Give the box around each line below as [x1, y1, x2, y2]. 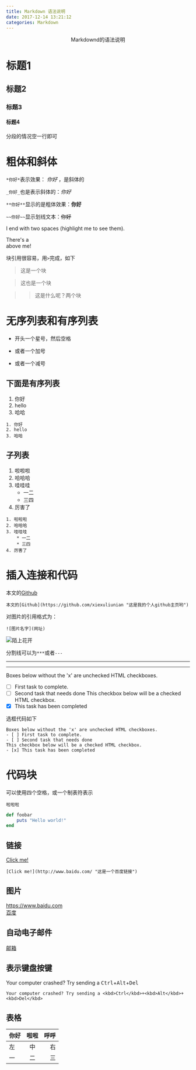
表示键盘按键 [6, 963, 52, 973]
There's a [6, 236, 29, 244]
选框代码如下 [6, 715, 37, 722]
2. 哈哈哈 [6, 522, 27, 529]
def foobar [6, 812, 33, 818]
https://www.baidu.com [6, 902, 63, 909]
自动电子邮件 [6, 928, 52, 938]
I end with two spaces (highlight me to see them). [6, 225, 125, 232]
